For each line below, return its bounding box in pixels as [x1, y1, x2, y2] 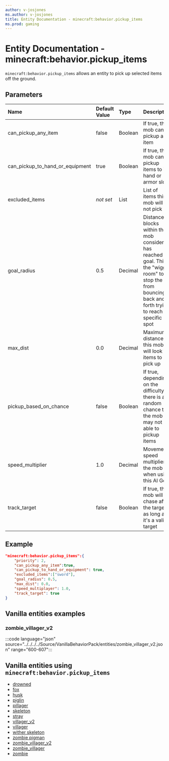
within [143, 226, 157, 233]
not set [96, 196, 112, 203]
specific [143, 314, 162, 321]
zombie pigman [12, 735, 45, 741]
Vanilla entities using [5, 661, 72, 669]
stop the [143, 277, 162, 283]
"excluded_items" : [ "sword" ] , [14, 572, 75, 577]
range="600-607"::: [11, 647, 53, 653]
